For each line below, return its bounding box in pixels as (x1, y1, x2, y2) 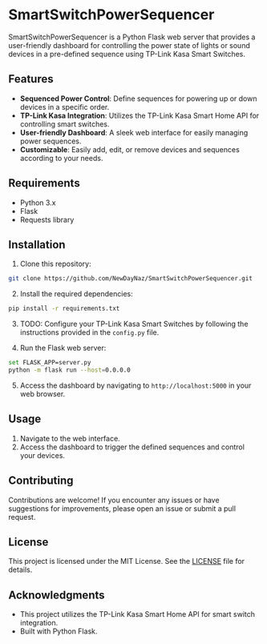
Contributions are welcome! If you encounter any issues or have (8, 495, 220, 505)
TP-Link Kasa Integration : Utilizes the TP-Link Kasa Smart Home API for (19, 111, 260, 120)
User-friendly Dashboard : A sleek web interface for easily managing (19, 127, 249, 137)
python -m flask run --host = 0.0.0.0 (8, 366, 131, 374)
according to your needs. (19, 153, 103, 163)
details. (8, 565, 33, 574)
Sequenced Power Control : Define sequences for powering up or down (19, 94, 257, 103)
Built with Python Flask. (19, 626, 98, 636)
